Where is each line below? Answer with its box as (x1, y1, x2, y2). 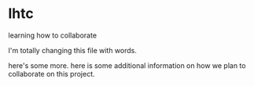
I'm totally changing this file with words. (8, 45, 138, 55)
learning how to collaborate (8, 30, 97, 40)
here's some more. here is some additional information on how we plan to (8, 60, 246, 70)
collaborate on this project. (8, 69, 96, 78)
